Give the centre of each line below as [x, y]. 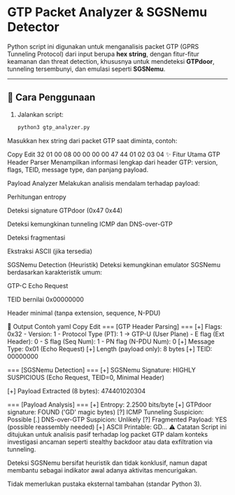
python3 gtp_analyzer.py [54, 127]
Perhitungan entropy [37, 196]
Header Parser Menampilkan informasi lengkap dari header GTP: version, [113, 162]
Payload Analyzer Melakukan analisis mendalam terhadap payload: [104, 183]
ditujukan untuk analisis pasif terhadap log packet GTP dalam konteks [108, 434]
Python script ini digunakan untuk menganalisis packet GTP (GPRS [103, 46]
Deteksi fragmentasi [36, 237]
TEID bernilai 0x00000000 [45, 299]
